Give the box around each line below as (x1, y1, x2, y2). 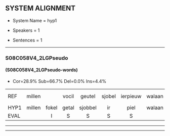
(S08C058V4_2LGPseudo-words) (5, 67, 78, 73)
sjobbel (79, 104, 97, 111)
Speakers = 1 (12, 27, 40, 33)
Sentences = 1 (12, 37, 42, 43)
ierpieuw (120, 93, 142, 100)
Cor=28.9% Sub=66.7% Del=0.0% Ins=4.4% (12, 78, 107, 84)
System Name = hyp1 (12, 17, 57, 23)
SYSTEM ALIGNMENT (5, 4, 76, 13)
